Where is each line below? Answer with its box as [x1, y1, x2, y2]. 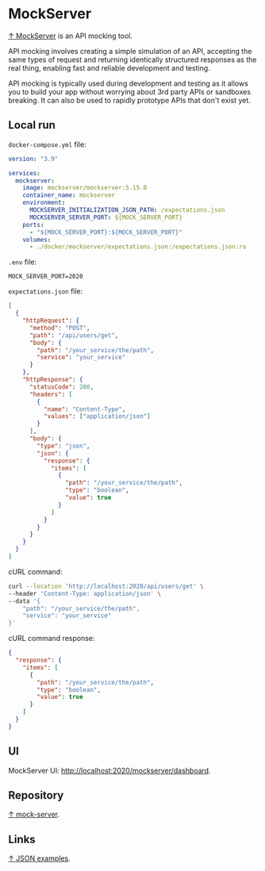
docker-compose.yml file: [8, 140, 86, 149]
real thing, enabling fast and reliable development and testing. [8, 63, 210, 72]
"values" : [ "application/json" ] [43, 412, 151, 420]
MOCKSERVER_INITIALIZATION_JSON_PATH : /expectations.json [29, 206, 225, 214]
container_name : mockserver [22, 191, 115, 199]
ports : [22, 221, 44, 228]
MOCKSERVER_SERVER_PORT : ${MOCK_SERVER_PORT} [29, 213, 182, 221]
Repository [8, 789, 64, 802]
